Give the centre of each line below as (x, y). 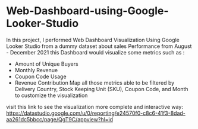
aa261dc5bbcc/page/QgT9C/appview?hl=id (60, 119)
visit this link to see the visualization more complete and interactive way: (95, 107)
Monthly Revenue (36, 70)
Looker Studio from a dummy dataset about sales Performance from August (99, 46)
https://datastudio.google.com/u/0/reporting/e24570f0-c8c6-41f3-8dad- (96, 113)
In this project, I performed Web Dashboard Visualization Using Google (93, 40)
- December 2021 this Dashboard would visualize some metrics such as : (95, 52)
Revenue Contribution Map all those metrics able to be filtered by (95, 83)
